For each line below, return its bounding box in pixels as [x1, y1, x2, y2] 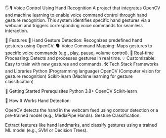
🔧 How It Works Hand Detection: [5, 98, 71, 103]
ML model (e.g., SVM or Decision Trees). [5, 127, 88, 133]
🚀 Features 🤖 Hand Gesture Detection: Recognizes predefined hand [5, 37, 142, 43]
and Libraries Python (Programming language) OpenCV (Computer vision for [5, 68, 161, 74]
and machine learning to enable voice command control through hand [5, 12, 147, 18]
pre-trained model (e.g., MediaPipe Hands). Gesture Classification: [5, 112, 141, 118]
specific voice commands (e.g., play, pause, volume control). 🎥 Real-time [5, 50, 154, 56]
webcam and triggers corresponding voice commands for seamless [5, 23, 143, 28]
